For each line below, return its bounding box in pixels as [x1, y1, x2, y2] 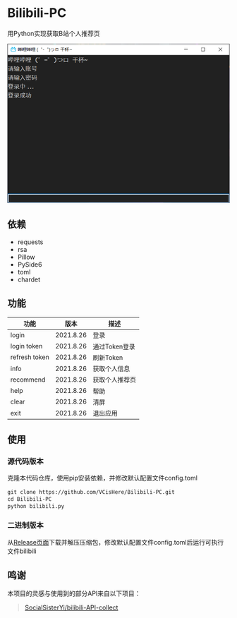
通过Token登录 [92, 342, 135, 351]
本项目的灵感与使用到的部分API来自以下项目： [7, 589, 141, 598]
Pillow [17, 253, 35, 261]
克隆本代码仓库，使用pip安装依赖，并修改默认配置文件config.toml [7, 474, 197, 483]
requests [17, 238, 44, 246]
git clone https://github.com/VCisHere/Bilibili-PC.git [7, 489, 175, 496]
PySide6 [17, 260, 42, 269]
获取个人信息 [92, 365, 130, 373]
